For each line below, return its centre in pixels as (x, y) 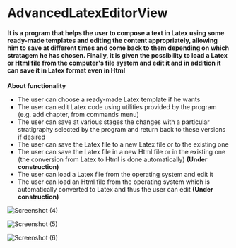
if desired (31, 137)
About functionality (37, 86)
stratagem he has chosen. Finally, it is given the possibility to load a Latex (118, 55)
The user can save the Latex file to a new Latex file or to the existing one (123, 144)
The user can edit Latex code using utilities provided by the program (117, 107)
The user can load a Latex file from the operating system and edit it (115, 175)
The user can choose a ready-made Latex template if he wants (109, 99)
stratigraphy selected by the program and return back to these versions (122, 130)
